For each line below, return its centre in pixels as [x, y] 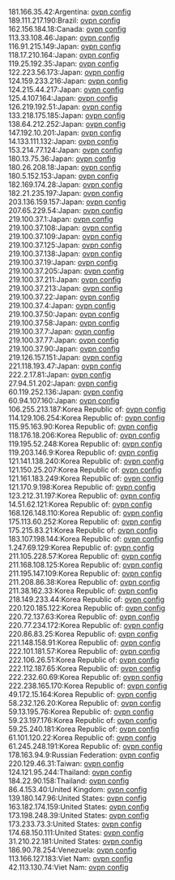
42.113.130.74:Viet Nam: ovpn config [68, 867]
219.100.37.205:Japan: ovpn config [66, 271]
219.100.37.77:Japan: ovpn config [64, 340]
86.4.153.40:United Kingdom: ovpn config [78, 789]
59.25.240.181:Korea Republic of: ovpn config [84, 729]
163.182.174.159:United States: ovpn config [79, 807]
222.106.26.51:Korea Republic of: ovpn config [84, 660]
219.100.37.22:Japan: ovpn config [64, 297]
